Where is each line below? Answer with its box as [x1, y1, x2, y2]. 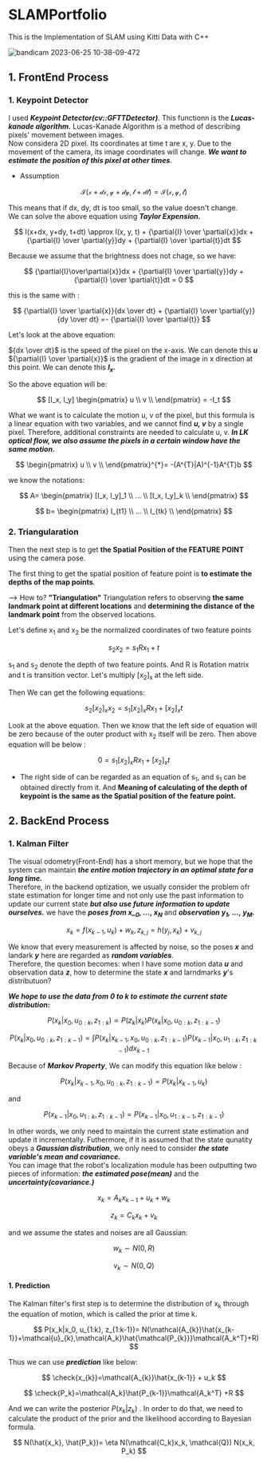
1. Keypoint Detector [8, 94, 89, 106]
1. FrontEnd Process [8, 70, 109, 85]
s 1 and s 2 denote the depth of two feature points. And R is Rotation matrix [8, 660, 249, 672]
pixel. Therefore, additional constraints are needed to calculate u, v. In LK [8, 428, 249, 437]
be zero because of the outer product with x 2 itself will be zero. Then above [8, 729, 257, 740]
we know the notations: [8, 476, 85, 485]
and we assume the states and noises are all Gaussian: [8, 1227, 189, 1237]
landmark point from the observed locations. [8, 609, 157, 619]
